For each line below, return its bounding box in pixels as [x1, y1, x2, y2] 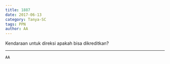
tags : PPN [5, 21, 26, 27]
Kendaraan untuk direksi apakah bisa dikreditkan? [5, 40, 109, 46]
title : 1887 [5, 7, 30, 13]
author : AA [5, 26, 28, 31]
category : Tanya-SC [5, 17, 47, 22]
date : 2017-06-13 [5, 12, 42, 17]
